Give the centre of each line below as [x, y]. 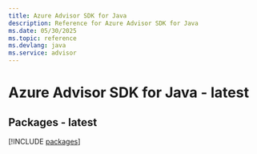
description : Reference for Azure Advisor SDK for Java [103, 23]
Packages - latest [53, 122]
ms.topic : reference [43, 38]
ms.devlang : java [37, 46]
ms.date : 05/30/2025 [43, 30]
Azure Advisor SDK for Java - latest [129, 93]
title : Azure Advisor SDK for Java [68, 16]
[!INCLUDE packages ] [44, 142]
